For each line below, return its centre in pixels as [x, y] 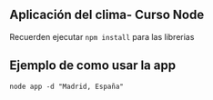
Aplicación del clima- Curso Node [107, 15]
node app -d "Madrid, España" [67, 86]
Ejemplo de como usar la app [92, 66]
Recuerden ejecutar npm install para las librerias [102, 36]
